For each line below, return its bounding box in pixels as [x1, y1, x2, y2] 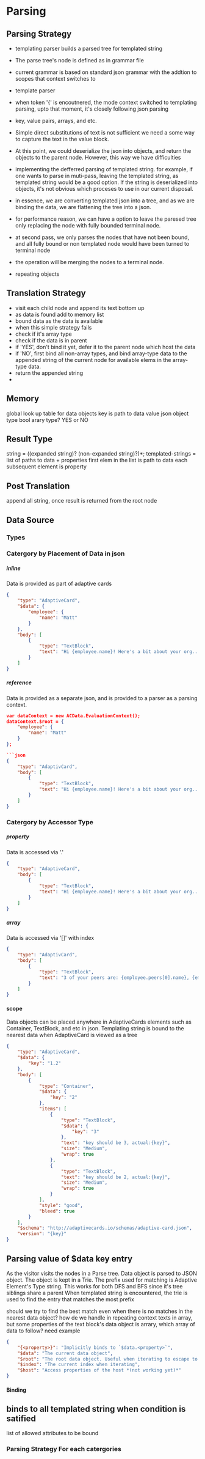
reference [6, 679, 32, 686]
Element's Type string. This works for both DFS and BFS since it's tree [6, 1282, 183, 1290]
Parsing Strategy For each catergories [6, 1445, 122, 1453]
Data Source [6, 515, 54, 525]
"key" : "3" [71, 1128, 99, 1135]
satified [6, 1414, 37, 1424]
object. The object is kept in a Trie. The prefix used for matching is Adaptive [6, 1276, 197, 1284]
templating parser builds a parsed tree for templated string [15, 45, 163, 52]
